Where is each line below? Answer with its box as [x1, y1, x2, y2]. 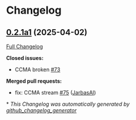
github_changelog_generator [6, 107, 77, 113]
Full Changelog [6, 43, 43, 50]
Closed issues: [6, 55, 44, 61]
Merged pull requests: [6, 78, 62, 84]
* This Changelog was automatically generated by [6, 100, 130, 108]
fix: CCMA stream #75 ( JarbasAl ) [14, 89, 96, 96]
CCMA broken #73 [14, 66, 61, 73]
